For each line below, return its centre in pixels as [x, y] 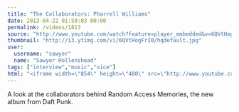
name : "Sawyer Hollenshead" [55, 61]
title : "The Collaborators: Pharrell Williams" [79, 14]
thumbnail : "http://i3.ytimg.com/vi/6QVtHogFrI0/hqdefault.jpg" [105, 41]
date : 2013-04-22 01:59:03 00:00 [57, 21]
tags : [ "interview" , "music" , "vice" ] [62, 67]
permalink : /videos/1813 [44, 27]
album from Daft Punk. [40, 101]
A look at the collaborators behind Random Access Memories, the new [111, 94]
